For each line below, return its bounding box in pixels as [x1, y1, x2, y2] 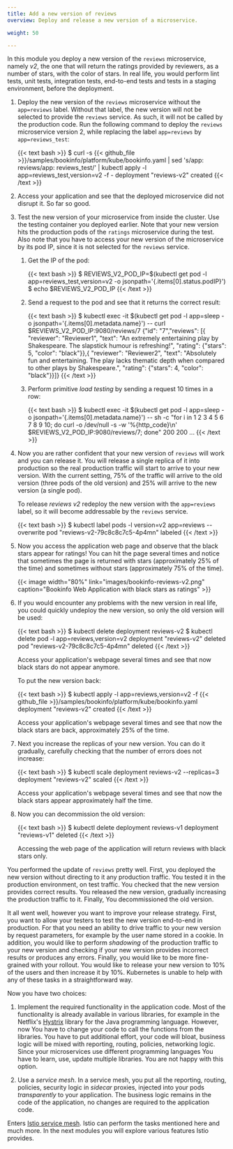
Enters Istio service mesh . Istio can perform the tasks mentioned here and [7, 1119, 220, 1127]
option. [17, 1062, 38, 1071]
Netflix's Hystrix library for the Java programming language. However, [17, 1017, 219, 1026]
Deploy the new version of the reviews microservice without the [17, 98, 201, 106]
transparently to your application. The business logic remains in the [17, 1091, 211, 1099]
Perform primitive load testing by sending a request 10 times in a [27, 385, 213, 393]
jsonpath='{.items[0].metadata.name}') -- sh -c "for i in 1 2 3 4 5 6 [33, 414, 224, 422]
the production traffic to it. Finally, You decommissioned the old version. [7, 895, 214, 903]
